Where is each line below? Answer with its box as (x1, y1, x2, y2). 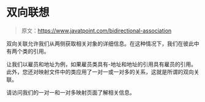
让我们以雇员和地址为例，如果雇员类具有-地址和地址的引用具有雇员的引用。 (6, 60, 197, 68)
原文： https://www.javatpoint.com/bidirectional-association (21, 27, 172, 34)
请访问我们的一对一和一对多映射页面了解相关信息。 (6, 89, 135, 96)
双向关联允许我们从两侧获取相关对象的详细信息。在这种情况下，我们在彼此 (6, 40, 194, 47)
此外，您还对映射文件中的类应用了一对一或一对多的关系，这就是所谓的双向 (6, 68, 194, 75)
